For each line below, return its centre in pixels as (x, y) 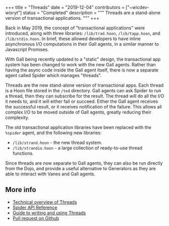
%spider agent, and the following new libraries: (53, 133)
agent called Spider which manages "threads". (53, 75)
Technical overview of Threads (45, 202)
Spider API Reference (35, 207)
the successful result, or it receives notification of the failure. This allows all (84, 107)
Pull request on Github (36, 218)
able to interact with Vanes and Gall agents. (50, 174)
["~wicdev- (137, 7)
